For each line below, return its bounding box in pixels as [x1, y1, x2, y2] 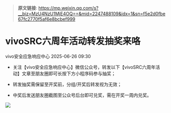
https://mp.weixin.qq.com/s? [38, 5, 99, 11]
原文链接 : [17, 5, 37, 11]
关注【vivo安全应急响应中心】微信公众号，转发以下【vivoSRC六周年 [12, 64, 156, 70]
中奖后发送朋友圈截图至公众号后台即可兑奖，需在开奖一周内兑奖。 [12, 92, 152, 98]
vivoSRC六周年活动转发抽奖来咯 [5, 36, 141, 47]
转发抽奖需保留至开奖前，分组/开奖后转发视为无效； [12, 81, 122, 87]
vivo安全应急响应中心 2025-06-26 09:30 [5, 53, 91, 59]
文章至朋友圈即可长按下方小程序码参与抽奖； [21, 70, 116, 76]
